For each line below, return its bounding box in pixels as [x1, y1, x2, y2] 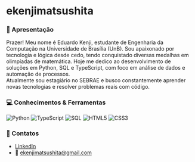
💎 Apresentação [6, 26, 54, 34]
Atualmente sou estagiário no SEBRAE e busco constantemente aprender [6, 77, 186, 84]
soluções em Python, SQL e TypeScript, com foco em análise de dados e [6, 64, 185, 71]
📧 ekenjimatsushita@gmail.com [14, 149, 92, 156]
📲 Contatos [6, 129, 39, 138]
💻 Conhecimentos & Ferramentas [6, 98, 106, 107]
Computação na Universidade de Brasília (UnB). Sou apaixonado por [6, 45, 175, 52]
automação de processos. [6, 70, 70, 78]
